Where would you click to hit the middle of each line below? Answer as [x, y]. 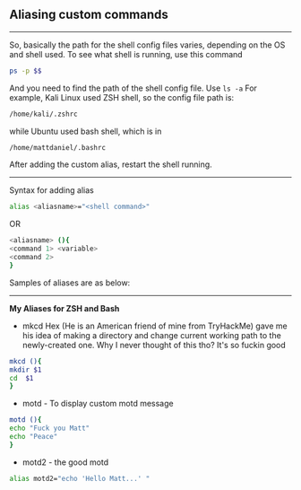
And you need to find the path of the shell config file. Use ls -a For [133, 88]
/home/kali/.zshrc [43, 114]
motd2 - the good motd [65, 462]
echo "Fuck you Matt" [50, 429]
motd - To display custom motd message [98, 404]
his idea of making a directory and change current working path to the [152, 335]
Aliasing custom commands [89, 15]
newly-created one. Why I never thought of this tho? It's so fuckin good [154, 345]
